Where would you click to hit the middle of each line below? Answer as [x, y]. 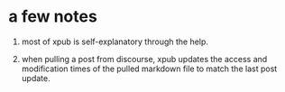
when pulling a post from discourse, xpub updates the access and [144, 59]
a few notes [53, 17]
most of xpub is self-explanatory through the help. [115, 41]
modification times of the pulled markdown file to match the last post [149, 69]
